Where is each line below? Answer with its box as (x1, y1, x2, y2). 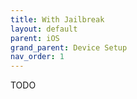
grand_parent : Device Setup (10, 42, 128, 53)
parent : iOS (10, 33, 60, 43)
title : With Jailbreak (10, 14, 105, 25)
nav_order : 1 (10, 52, 65, 62)
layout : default (10, 24, 78, 34)
